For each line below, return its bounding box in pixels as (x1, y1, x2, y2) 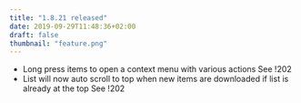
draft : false (9, 30, 59, 39)
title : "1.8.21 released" (9, 13, 107, 23)
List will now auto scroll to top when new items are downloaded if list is (22, 74, 289, 85)
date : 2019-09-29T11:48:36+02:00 (9, 22, 136, 31)
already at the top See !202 (22, 83, 125, 94)
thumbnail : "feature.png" (9, 38, 107, 48)
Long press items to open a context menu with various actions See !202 (22, 64, 293, 75)
